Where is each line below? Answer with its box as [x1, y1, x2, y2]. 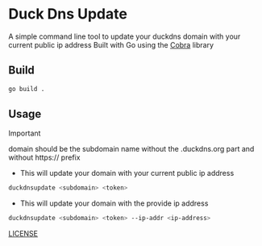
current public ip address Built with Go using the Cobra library [8, 40, 214, 49]
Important [8, 128, 41, 138]
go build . [8, 85, 45, 93]
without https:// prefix [8, 152, 81, 162]
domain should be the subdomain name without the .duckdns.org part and [8, 144, 255, 154]
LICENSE [8, 229, 39, 239]
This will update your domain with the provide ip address [19, 198, 209, 208]
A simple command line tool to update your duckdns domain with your [8, 31, 241, 41]
